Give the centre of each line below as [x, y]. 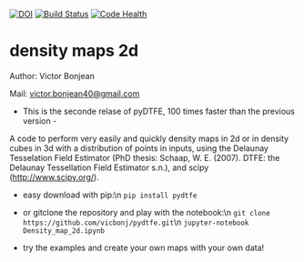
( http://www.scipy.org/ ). [55, 176]
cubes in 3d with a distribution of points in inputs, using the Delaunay [139, 148]
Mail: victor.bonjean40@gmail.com [75, 93]
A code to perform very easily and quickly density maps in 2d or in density [149, 138]
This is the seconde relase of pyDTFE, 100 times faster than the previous [159, 111]
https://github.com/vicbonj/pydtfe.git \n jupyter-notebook [136, 222]
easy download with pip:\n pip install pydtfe [110, 195]
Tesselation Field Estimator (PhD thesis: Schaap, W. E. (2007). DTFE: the [145, 157]
